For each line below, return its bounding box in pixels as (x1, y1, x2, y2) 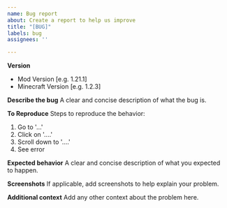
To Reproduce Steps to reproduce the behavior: (7, 110, 145, 118)
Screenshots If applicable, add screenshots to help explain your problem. (7, 179, 219, 188)
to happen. (7, 166, 38, 174)
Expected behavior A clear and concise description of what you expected (7, 158, 221, 168)
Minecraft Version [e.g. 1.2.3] (17, 82, 101, 91)
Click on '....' (17, 131, 53, 139)
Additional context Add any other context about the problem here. (7, 193, 199, 202)
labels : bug (7, 29, 42, 37)
